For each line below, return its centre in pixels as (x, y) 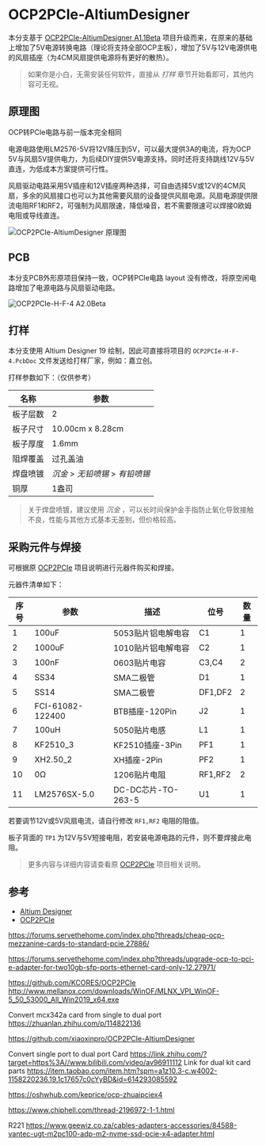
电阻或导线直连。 (36, 215)
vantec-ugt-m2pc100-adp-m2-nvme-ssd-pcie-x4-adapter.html (112, 1134)
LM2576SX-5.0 (65, 794)
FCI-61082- (59, 706)
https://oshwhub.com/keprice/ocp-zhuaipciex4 (85, 1094)
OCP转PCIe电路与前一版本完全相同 (65, 132)
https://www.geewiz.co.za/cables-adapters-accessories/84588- (131, 1125)
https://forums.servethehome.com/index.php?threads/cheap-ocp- (116, 935)
